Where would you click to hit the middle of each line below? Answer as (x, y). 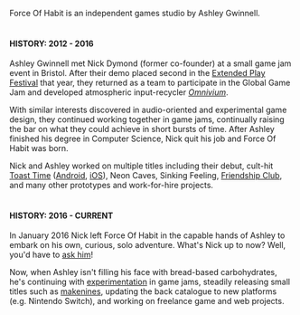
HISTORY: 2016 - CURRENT (61, 215)
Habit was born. (39, 148)
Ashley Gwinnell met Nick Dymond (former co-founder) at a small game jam (150, 63)
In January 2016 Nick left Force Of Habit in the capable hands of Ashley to (147, 235)
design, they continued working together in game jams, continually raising (147, 119)
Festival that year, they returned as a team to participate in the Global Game (150, 83)
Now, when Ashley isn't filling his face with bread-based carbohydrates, (143, 272)
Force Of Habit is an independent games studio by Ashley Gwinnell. (135, 13)
